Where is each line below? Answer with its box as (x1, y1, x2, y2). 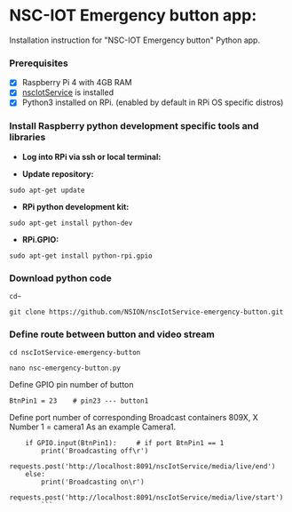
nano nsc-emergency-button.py (9, 364, 122, 373)
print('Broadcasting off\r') (41, 446, 149, 456)
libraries (9, 131, 46, 143)
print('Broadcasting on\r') (41, 477, 145, 487)
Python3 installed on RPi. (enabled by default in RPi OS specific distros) (21, 97, 284, 108)
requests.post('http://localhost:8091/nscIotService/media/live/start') (9, 493, 284, 502)
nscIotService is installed (21, 87, 114, 98)
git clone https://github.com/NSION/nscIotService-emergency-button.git (9, 308, 284, 316)
